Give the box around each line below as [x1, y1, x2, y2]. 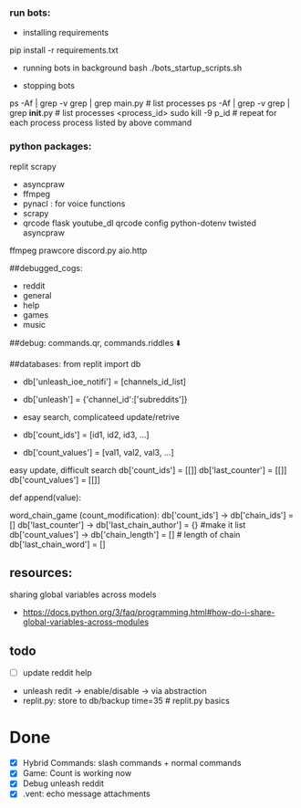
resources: [9, 564, 73, 581]
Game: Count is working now [22, 768, 132, 779]
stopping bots [22, 80, 76, 91]
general [22, 289, 52, 300]
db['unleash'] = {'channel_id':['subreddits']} [22, 394, 189, 404]
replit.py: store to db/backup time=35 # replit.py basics [22, 696, 230, 707]
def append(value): [9, 491, 82, 503]
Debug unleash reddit [22, 778, 105, 789]
